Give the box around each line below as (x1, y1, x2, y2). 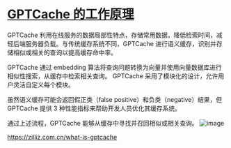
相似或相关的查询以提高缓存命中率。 (13, 48, 117, 57)
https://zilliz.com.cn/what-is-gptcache (7, 133, 118, 141)
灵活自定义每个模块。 (13, 80, 74, 89)
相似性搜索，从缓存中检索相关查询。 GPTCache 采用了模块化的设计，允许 (7, 71, 218, 80)
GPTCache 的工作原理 (7, 6, 134, 22)
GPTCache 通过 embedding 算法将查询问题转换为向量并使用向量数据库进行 (7, 63, 222, 71)
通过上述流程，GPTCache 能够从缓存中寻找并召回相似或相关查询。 (7, 119, 198, 127)
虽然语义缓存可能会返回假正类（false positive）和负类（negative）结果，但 (7, 95, 223, 103)
